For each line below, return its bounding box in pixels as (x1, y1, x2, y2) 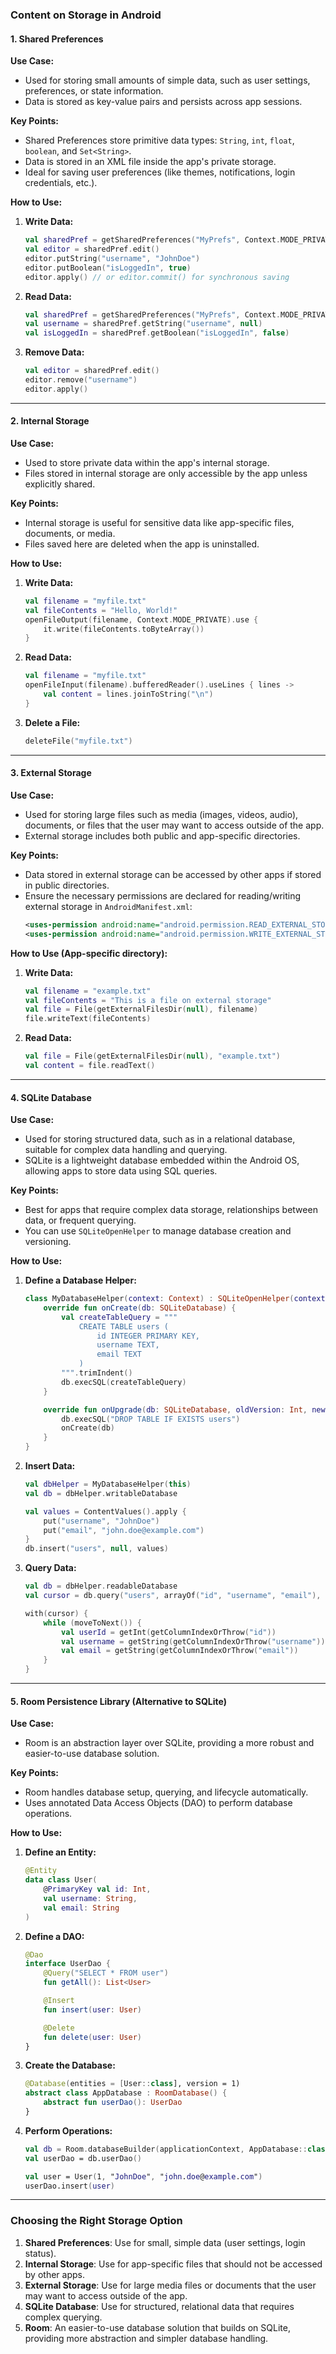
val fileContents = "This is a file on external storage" (24, 995, 272, 1005)
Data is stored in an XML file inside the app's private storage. (24, 156, 277, 168)
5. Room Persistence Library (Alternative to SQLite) (10, 1695, 227, 1707)
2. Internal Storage (10, 415, 90, 427)
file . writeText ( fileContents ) (24, 1014, 152, 1024)
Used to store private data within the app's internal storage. (24, 456, 270, 468)
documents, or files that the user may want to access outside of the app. (24, 819, 325, 831)
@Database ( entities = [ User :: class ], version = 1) (24, 2079, 241, 2089)
